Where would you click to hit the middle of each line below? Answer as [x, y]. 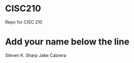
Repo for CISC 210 [24, 22]
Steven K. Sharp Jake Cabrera [36, 55]
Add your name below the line [67, 42]
